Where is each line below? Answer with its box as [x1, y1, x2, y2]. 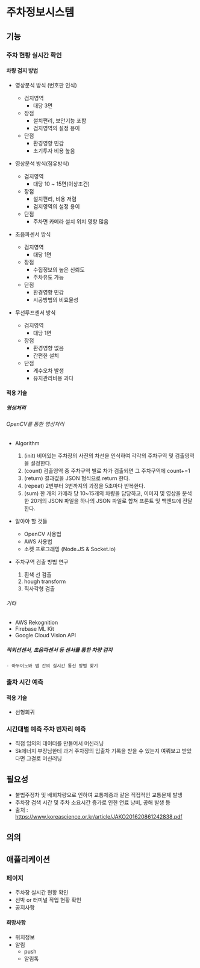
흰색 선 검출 [23, 570, 52, 578]
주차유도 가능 [33, 273, 64, 281]
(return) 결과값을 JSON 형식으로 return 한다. [23, 474, 131, 482]
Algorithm [14, 439, 40, 446]
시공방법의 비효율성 [33, 296, 79, 303]
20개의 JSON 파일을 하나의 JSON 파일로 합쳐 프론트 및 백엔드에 [30, 497, 182, 504]
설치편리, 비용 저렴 [33, 195, 77, 202]
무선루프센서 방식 [14, 308, 56, 316]
